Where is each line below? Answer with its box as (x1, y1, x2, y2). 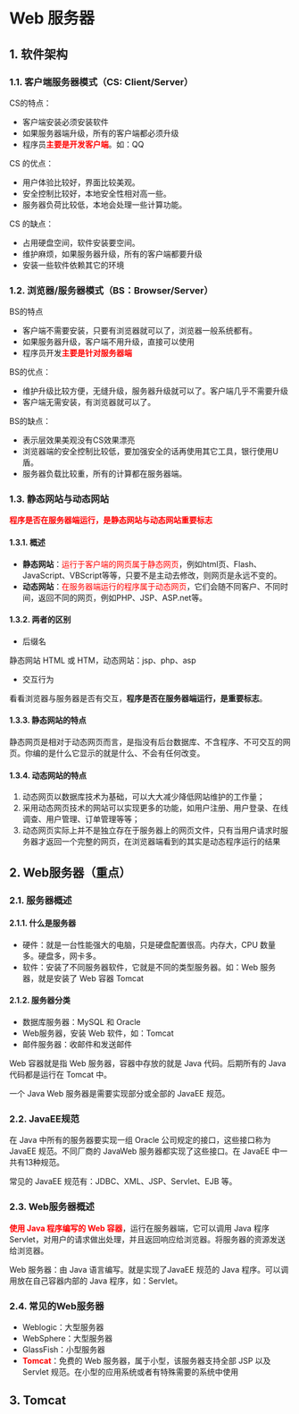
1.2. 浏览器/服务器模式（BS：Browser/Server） (9, 284, 214, 296)
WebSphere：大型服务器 (21, 1333, 113, 1343)
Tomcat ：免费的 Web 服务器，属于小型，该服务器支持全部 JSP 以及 (21, 1355, 271, 1366)
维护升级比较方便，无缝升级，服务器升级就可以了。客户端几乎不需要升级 (21, 385, 288, 396)
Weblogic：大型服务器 (21, 1321, 104, 1333)
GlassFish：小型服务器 (21, 1343, 105, 1355)
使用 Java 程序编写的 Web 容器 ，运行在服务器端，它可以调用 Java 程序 (9, 1223, 270, 1233)
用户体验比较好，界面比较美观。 (21, 176, 140, 188)
